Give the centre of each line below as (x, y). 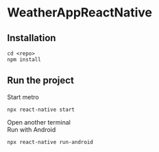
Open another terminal (39, 122)
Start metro (23, 97)
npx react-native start (41, 110)
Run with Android (32, 129)
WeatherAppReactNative (80, 13)
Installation (32, 38)
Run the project (40, 80)
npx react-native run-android (50, 142)
